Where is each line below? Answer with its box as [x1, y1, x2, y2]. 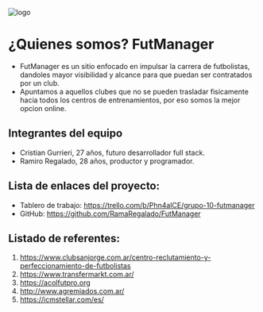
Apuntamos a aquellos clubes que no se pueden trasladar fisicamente [19, 87, 249, 96]
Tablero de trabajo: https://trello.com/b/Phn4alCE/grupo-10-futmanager [19, 200, 256, 210]
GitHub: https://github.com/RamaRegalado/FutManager [19, 209, 201, 218]
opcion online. [19, 103, 67, 113]
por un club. [19, 78, 60, 87]
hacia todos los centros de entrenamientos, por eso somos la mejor [19, 95, 241, 105]
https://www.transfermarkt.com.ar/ [19, 270, 134, 279]
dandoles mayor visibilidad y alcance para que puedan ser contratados [19, 70, 253, 79]
